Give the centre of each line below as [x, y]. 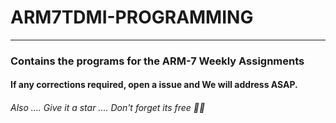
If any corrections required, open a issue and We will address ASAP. [154, 85]
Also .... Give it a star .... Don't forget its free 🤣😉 [108, 108]
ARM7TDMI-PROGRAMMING [132, 17]
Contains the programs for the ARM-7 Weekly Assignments [157, 61]
